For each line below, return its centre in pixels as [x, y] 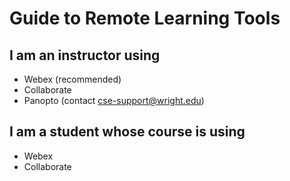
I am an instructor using [85, 55]
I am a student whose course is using [127, 132]
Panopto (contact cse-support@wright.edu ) [114, 100]
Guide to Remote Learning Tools [145, 18]
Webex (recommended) [72, 79]
